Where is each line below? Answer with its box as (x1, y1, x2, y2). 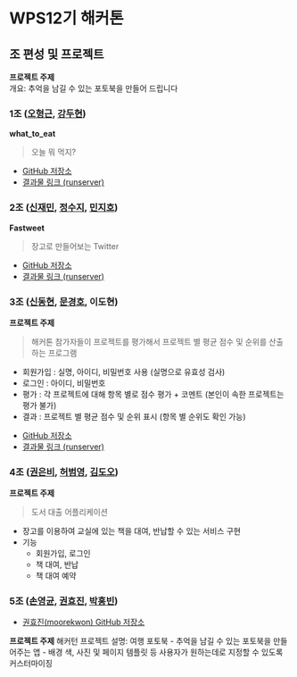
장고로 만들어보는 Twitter (30, 240, 120, 251)
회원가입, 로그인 (35, 548, 91, 559)
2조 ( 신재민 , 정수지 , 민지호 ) (9, 202, 119, 214)
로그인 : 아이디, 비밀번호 (21, 377, 106, 389)
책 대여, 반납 (35, 559, 78, 570)
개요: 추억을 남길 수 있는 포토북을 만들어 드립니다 (9, 83, 178, 94)
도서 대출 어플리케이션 (30, 506, 109, 518)
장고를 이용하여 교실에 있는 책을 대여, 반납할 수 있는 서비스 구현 (21, 526, 241, 537)
